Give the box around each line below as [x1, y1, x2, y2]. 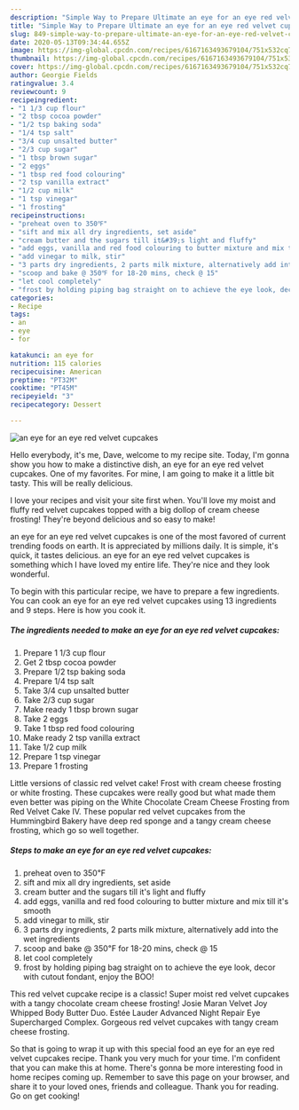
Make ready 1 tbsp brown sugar [22, 704, 138, 714]
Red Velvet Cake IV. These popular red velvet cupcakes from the [10, 806, 246, 816]
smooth [22, 905, 51, 916]
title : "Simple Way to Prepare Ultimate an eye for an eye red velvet [10, 21, 277, 30]
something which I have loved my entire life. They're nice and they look [10, 559, 271, 570]
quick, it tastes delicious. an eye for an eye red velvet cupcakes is [10, 549, 250, 560]
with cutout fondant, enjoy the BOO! [22, 971, 154, 981]
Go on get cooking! [10, 1090, 81, 1101]
